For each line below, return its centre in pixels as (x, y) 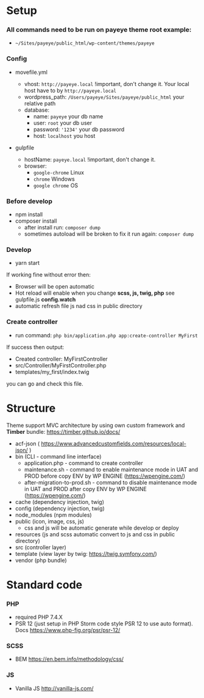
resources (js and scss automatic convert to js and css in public (95, 534)
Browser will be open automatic (55, 287)
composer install (36, 221)
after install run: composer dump (62, 228)
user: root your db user (63, 123)
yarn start (27, 263)
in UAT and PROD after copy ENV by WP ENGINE (86, 489)
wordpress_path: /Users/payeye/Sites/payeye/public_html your (104, 97)
